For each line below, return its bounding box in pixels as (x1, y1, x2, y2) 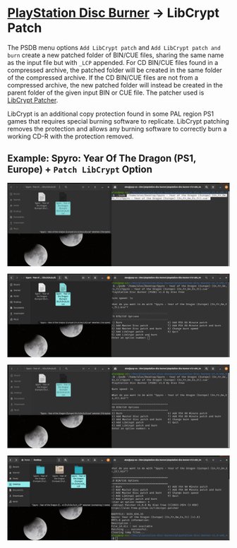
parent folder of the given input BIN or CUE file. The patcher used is (7, 88, 205, 97)
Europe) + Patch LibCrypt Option (7, 164, 153, 176)
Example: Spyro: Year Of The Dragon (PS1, (7, 153, 196, 165)
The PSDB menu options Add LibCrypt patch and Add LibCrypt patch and (7, 43, 221, 52)
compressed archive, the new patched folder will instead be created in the (7, 81, 224, 89)
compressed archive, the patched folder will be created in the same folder (7, 66, 222, 74)
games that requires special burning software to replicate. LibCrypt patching (7, 117, 229, 125)
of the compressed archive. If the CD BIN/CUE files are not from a (7, 73, 199, 82)
